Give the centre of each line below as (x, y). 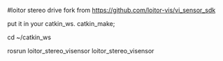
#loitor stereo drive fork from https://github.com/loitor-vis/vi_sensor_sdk (111, 10)
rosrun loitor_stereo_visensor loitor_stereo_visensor (81, 51)
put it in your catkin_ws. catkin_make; (61, 23)
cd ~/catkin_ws (29, 37)
